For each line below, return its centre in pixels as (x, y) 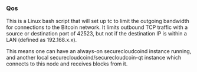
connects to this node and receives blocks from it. (67, 64)
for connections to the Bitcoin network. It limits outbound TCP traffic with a (97, 27)
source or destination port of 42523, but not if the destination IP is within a (97, 34)
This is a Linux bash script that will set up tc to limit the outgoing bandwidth (98, 21)
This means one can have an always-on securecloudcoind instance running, (99, 51)
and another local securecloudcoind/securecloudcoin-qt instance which (94, 58)
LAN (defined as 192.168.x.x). (42, 40)
